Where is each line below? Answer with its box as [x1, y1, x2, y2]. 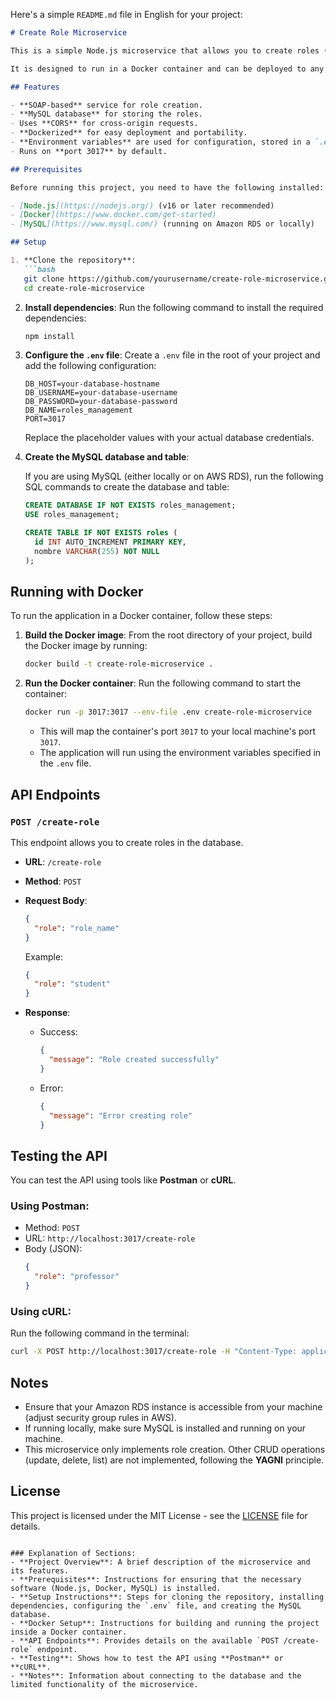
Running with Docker [10, 584, 144, 601]
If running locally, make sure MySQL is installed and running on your [24, 1422, 307, 1434]
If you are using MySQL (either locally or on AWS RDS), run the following [24, 470, 324, 483]
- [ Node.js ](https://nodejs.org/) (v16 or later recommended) [10, 200, 275, 211]
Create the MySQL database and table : [24, 451, 190, 463]
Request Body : [24, 894, 88, 906]
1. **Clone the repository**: [10, 255, 137, 265]
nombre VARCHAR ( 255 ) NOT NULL [34, 546, 160, 556]
